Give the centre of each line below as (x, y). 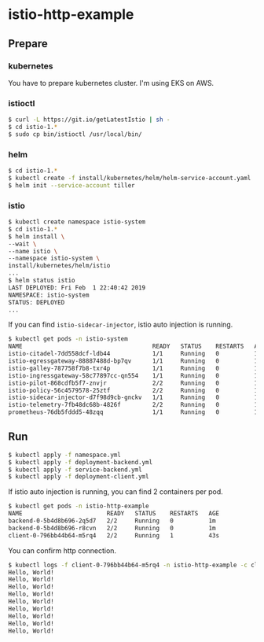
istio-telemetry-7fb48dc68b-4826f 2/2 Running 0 (114, 405)
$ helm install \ (37, 236)
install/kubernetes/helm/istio (59, 266)
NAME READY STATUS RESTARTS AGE (114, 514)
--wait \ (22, 244)
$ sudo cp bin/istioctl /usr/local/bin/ (75, 134)
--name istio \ (33, 251)
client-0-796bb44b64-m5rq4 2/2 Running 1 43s (114, 535)
